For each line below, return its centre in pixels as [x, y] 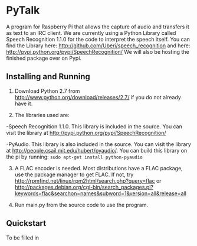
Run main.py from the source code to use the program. [81, 205]
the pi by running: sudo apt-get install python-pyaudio [74, 157]
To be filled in [23, 238]
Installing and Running [48, 77]
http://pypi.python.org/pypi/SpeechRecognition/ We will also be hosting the [98, 51]
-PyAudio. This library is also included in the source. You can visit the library [99, 144]
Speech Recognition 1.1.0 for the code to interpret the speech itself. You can [98, 39]
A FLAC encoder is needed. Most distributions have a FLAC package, [98, 168]
